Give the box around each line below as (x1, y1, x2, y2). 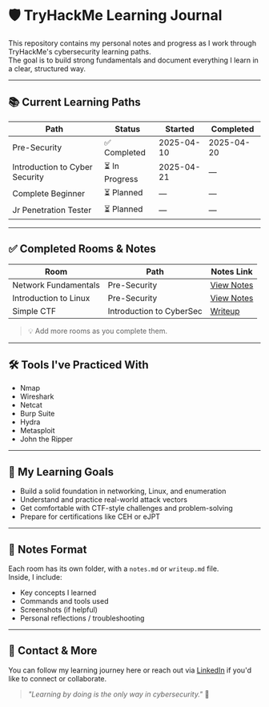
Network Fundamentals (12, 279, 100, 291)
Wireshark (19, 392, 54, 401)
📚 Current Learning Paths (8, 95, 142, 109)
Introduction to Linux (12, 292, 90, 303)
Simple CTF (12, 305, 56, 316)
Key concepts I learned (19, 588, 97, 597)
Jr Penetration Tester (12, 205, 92, 216)
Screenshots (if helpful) (19, 605, 98, 614)
